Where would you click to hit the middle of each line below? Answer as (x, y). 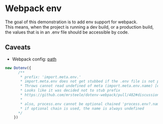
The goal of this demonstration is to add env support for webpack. (71, 22)
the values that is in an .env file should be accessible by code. (67, 32)
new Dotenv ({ (18, 68)
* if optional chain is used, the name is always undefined (82, 108)
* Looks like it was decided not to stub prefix (70, 91)
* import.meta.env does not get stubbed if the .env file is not (88, 81)
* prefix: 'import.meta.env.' (51, 77)
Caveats (18, 47)
